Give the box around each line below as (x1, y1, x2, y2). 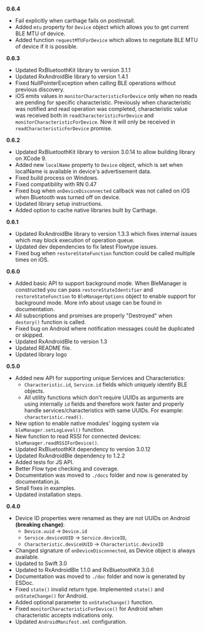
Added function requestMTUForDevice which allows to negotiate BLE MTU (15, 37, 198, 43)
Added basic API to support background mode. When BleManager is (15, 280, 187, 287)
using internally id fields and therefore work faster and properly (24, 400, 185, 407)
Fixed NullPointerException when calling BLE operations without (15, 79, 176, 86)
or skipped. (15, 331, 44, 339)
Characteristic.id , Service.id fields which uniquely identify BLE (24, 381, 188, 388)
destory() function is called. (15, 319, 86, 325)
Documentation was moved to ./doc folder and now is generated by (15, 573, 186, 580)
